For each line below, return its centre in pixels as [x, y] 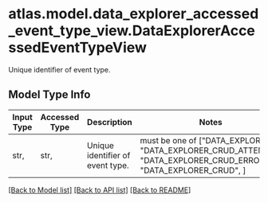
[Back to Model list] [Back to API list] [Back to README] [100, 190]
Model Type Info [49, 95]
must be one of [168, 140]
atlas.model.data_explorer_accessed [134, 14]
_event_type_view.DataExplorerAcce [132, 31]
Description [110, 122]
